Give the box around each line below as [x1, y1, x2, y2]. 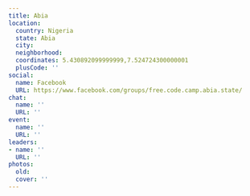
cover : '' [15, 175, 48, 184]
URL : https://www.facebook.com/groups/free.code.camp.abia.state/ [15, 86, 243, 94]
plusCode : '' [15, 64, 59, 72]
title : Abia [8, 11, 48, 20]
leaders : [8, 138, 38, 146]
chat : [8, 94, 27, 102]
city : [15, 42, 35, 50]
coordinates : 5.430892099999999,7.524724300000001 [15, 57, 189, 65]
